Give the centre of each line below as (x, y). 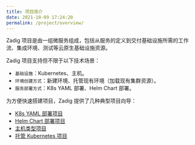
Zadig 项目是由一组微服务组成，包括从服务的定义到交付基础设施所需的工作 (97, 41)
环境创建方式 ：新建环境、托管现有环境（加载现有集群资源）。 (87, 81)
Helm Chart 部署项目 (40, 121)
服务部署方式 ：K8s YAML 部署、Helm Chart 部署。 (75, 88)
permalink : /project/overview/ (45, 23)
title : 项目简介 (24, 12)
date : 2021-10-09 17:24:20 (40, 17)
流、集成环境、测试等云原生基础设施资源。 (58, 48)
